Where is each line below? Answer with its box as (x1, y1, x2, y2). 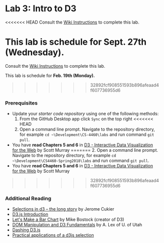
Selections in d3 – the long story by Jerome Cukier (12, 206, 115, 212)
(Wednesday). (5, 47, 65, 58)
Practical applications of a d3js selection (12, 232, 94, 238)
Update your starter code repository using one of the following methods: (12, 111, 159, 117)
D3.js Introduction (12, 212, 48, 217)
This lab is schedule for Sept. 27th (5, 36, 147, 48)
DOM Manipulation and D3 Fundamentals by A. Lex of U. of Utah (12, 222, 142, 228)
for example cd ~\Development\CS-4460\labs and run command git (19, 132, 154, 137)
